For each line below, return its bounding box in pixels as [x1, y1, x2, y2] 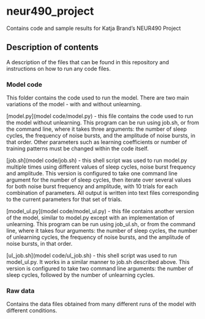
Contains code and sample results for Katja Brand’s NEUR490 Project [6, 24, 181, 32]
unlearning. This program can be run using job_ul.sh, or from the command [6, 221, 196, 228]
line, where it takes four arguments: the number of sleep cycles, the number [6, 227, 198, 235]
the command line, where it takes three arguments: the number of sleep [6, 125, 187, 133]
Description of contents [6, 42, 99, 53]
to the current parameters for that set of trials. [6, 196, 122, 203]
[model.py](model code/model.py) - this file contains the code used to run [6, 112, 194, 120]
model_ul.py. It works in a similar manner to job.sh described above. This [6, 258, 190, 266]
